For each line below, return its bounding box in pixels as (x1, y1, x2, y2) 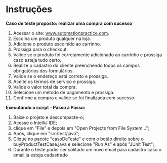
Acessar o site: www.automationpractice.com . (13, 30, 109, 36)
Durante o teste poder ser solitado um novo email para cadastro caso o (13, 146, 161, 152)
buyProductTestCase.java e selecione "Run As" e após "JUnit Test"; (13, 141, 155, 147)
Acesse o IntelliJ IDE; (13, 119, 58, 126)
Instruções (6, 4, 53, 15)
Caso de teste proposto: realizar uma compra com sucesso (6, 20, 133, 26)
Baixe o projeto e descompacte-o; (13, 114, 85, 120)
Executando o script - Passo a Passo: (6, 104, 86, 110)
